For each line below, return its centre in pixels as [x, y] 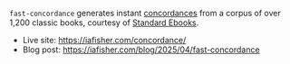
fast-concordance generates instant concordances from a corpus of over [145, 13]
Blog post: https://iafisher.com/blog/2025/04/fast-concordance [141, 50]
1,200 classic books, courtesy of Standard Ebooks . [104, 23]
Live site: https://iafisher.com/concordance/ [104, 40]
